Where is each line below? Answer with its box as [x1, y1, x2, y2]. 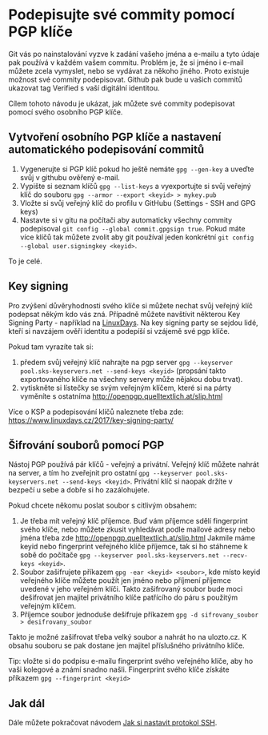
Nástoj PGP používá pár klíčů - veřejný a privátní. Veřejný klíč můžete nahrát [8, 460, 260, 469]
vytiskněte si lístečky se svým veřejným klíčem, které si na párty [19, 383, 232, 392]
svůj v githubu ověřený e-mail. [19, 172, 120, 182]
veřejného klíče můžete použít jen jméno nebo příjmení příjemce [19, 576, 232, 585]
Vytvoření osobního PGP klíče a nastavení [8, 131, 222, 144]
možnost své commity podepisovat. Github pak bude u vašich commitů [8, 74, 242, 84]
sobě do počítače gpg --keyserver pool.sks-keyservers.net [19, 550, 220, 560]
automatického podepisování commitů [8, 143, 205, 157]
